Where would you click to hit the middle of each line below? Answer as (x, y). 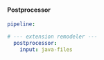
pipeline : (21, 24)
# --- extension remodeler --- (52, 37)
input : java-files (46, 49)
